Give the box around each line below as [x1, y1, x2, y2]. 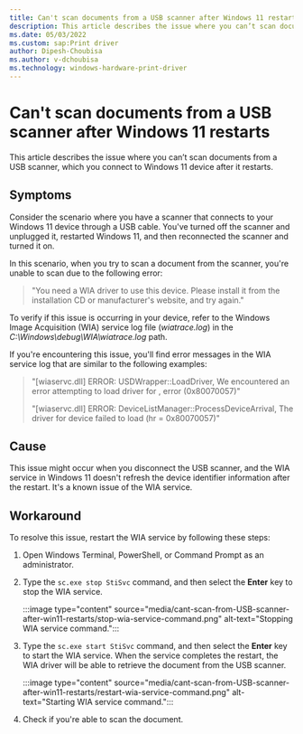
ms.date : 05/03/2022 [9, 30, 87, 39]
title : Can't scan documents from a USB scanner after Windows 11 [9, 13, 264, 23]
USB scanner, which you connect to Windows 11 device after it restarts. [9, 161, 273, 172]
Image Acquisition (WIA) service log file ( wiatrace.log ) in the [9, 322, 234, 333]
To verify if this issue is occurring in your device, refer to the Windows [9, 312, 271, 323]
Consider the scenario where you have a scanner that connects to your [9, 212, 273, 222]
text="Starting [22, 697, 76, 708]
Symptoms [9, 187, 72, 203]
